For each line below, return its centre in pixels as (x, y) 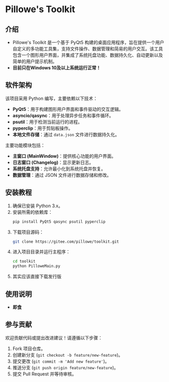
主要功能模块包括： (25, 145)
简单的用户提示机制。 (35, 61)
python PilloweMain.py (36, 266)
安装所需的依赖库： (33, 212)
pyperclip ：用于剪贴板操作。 (43, 128)
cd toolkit (24, 261)
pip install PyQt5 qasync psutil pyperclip (59, 221)
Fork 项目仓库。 (29, 349)
